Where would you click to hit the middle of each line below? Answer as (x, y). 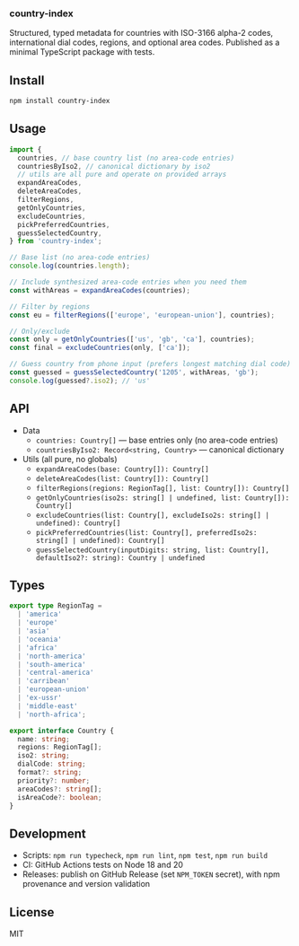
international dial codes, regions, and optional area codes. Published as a (145, 42)
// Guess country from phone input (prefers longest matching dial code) (150, 364)
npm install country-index (60, 101)
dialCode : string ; (52, 764)
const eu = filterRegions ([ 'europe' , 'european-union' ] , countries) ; (142, 315)
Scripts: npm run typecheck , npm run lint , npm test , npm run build (145, 855)
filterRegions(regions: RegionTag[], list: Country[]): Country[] (163, 488)
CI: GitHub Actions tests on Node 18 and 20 (103, 865)
